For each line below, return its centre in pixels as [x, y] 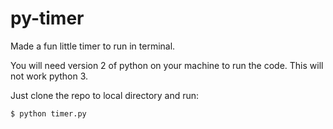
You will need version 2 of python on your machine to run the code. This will [167, 65]
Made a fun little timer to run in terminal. [93, 46]
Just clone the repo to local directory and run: [105, 95]
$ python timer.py [48, 113]
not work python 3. [49, 76]
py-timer [47, 18]
